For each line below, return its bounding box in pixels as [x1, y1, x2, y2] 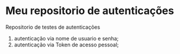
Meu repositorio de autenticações [5, 4, 174, 18]
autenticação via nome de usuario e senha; [14, 35, 119, 42]
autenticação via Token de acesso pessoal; [14, 41, 119, 48]
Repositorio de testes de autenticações [5, 23, 101, 31]
